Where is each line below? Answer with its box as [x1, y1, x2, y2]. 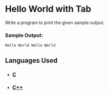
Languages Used [5, 56, 58, 65]
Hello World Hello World [5, 43, 56, 48]
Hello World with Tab [5, 3, 91, 15]
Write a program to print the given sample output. [5, 20, 105, 25]
